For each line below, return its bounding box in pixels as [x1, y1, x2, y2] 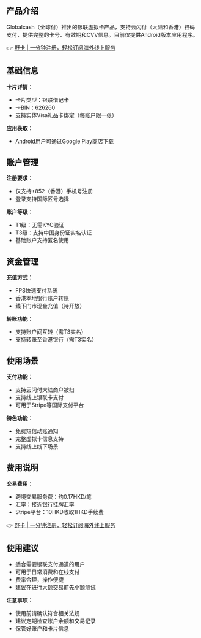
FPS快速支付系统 [15, 287, 58, 294]
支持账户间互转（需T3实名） [15, 328, 87, 336]
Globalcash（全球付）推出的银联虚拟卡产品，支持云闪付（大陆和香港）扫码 [6, 23, 196, 31]
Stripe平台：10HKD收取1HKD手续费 [15, 508, 104, 515]
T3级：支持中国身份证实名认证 [15, 229, 92, 236]
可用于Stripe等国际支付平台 [15, 401, 84, 409]
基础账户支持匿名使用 [15, 237, 69, 244]
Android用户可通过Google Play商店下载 [15, 137, 114, 145]
